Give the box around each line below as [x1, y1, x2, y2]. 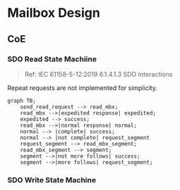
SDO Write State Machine [7, 175, 97, 184]
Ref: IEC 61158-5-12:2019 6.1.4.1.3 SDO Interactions [24, 70, 173, 78]
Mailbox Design [7, 5, 100, 21]
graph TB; [7, 97, 37, 104]
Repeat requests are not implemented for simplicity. [7, 83, 157, 92]
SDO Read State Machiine [7, 54, 97, 64]
